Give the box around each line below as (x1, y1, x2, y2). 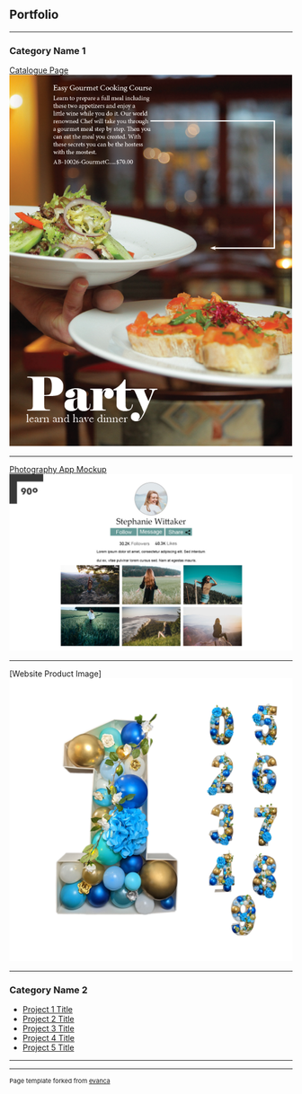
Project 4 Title (22, 1033, 75, 1044)
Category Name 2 (9, 984, 88, 996)
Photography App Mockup (9, 463, 107, 474)
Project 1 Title (22, 1004, 74, 1015)
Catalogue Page (9, 65, 69, 75)
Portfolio (9, 7, 59, 22)
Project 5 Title (22, 1042, 75, 1054)
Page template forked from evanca (9, 1077, 111, 1086)
